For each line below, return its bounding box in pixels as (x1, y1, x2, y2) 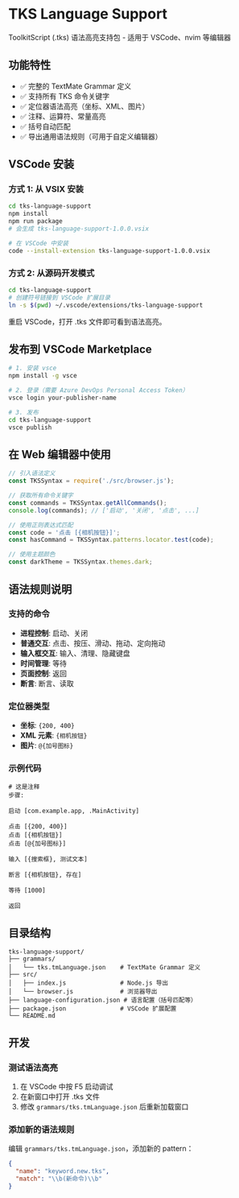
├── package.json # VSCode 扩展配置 (8, 1005, 177, 1013)
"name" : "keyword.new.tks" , (15, 1167, 110, 1175)
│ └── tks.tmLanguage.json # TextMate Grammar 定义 (8, 964, 201, 972)
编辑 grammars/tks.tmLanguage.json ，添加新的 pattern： (8, 1144, 194, 1154)
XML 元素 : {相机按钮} (19, 730, 88, 741)
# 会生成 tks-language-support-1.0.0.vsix (8, 225, 150, 233)
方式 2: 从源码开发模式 (8, 267, 95, 279)
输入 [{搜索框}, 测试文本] (8, 855, 89, 864)
